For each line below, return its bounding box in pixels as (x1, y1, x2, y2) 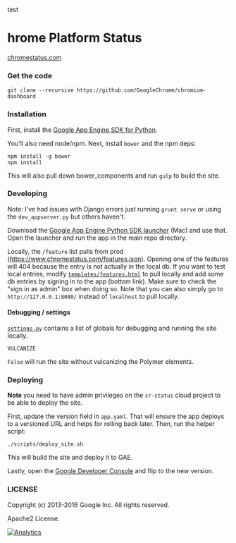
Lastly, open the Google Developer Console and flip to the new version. (7, 467, 214, 475)
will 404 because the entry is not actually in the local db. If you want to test (7, 262, 225, 270)
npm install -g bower (7, 152, 71, 160)
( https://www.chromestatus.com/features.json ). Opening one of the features (7, 255, 229, 263)
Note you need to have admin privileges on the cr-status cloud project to (7, 391, 221, 400)
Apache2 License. (7, 514, 60, 523)
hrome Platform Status (7, 30, 142, 46)
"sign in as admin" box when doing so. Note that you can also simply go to (7, 284, 223, 293)
